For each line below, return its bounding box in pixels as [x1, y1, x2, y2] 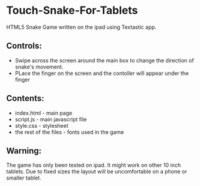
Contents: [6, 94, 44, 104]
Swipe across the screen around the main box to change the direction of [14, 56, 194, 64]
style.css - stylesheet [14, 122, 68, 129]
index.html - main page [14, 109, 73, 116]
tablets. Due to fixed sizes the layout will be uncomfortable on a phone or [6, 168, 187, 175]
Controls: [6, 41, 42, 51]
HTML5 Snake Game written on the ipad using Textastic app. [6, 23, 157, 31]
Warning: [6, 145, 42, 156]
